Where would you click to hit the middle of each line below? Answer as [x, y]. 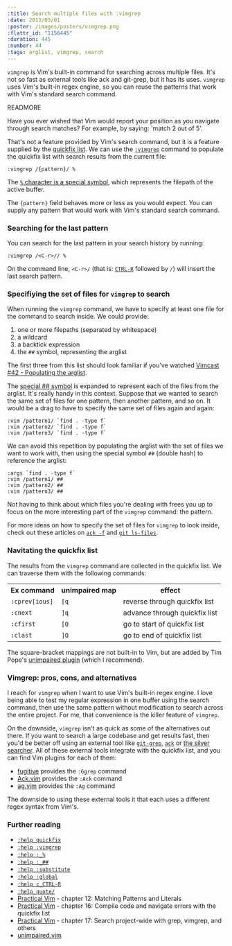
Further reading [34, 824]
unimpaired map [89, 590]
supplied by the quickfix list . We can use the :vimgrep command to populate [115, 149]
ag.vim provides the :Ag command [66, 786]
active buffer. [26, 189]
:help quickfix [39, 840]
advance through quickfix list [170, 613]
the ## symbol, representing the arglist [72, 352]
